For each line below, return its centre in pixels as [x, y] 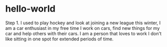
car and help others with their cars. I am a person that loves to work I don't [83, 33]
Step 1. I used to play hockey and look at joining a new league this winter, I [83, 23]
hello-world [31, 9]
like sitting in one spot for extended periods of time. [59, 39]
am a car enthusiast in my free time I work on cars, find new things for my [82, 28]
